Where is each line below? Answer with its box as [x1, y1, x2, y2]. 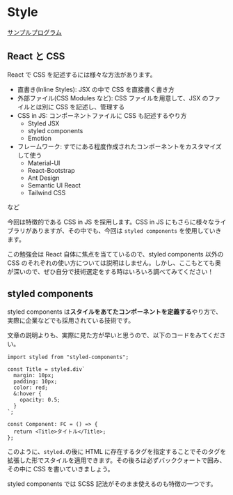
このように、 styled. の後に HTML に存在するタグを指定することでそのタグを [7, 447, 227, 455]
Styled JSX [27, 119, 60, 128]
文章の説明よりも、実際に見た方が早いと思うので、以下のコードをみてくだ [7, 330, 220, 339]
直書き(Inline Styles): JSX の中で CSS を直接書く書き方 [17, 85, 175, 93]
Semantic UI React [27, 181, 81, 189]
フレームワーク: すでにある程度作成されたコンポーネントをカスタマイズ [17, 142, 223, 151]
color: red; [13, 384, 49, 391]
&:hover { [13, 390, 42, 397]
